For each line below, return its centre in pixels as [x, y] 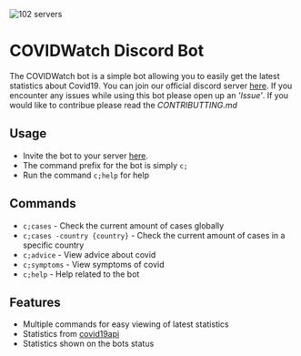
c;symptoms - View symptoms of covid [94, 264]
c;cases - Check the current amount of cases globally [123, 225]
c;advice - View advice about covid [89, 254]
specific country [53, 245]
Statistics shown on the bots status [88, 344]
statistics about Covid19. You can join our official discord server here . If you [151, 86]
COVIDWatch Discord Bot [107, 51]
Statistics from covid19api [71, 334]
